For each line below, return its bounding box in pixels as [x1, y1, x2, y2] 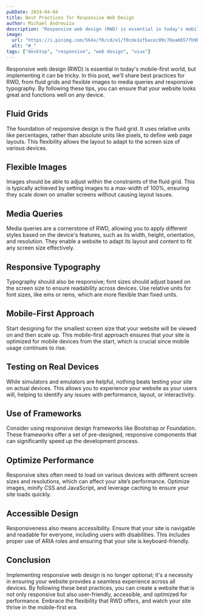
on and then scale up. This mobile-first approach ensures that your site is [6, 331, 190, 338]
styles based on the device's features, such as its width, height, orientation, [6, 231, 195, 239]
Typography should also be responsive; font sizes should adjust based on [6, 278, 191, 285]
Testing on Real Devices [6, 362, 99, 372]
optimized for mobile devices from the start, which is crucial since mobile [6, 337, 189, 345]
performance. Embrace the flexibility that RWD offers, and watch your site [6, 597, 191, 604]
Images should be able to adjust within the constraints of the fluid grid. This [6, 178, 195, 186]
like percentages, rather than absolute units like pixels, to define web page [6, 131, 192, 139]
